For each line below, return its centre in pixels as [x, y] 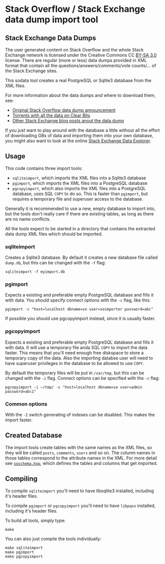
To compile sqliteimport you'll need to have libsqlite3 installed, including [80, 491]
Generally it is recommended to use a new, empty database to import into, [80, 208]
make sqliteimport [24, 548]
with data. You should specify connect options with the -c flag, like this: [78, 300]
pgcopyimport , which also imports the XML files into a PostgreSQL [79, 188]
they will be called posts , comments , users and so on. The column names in [80, 453]
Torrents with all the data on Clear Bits [51, 115]
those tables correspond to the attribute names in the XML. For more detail [81, 458]
